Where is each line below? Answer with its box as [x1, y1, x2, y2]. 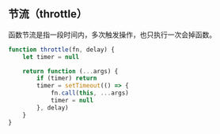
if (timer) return [36, 74, 97, 83]
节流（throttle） [8, 7, 88, 21]
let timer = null [22, 53, 80, 61]
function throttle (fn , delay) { [8, 46, 115, 54]
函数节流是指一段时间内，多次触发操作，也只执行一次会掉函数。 [8, 30, 216, 39]
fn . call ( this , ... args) [50, 89, 129, 97]
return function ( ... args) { [22, 67, 119, 75]
